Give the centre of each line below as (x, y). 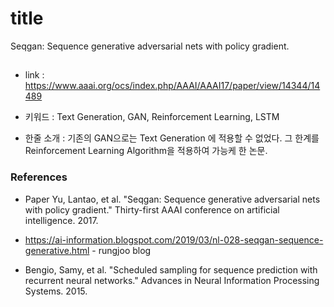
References (39, 177)
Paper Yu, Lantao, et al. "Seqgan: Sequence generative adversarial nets (172, 199)
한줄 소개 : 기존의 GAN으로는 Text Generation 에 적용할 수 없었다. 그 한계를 (172, 138)
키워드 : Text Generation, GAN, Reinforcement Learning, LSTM (152, 117)
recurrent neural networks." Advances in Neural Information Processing (172, 280)
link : (34, 75)
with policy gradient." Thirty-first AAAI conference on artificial (152, 209)
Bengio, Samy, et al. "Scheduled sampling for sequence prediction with (171, 269)
